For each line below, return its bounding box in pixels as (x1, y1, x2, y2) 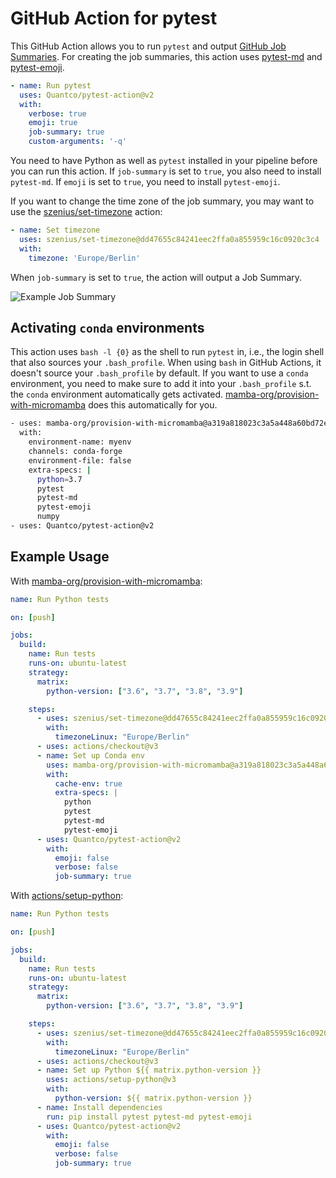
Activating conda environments (10, 319, 205, 336)
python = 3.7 (36, 474, 83, 484)
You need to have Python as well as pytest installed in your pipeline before (10, 155, 318, 167)
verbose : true (28, 108, 87, 119)
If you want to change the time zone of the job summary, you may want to (10, 195, 315, 207)
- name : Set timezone (10, 225, 101, 236)
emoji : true (28, 118, 78, 128)
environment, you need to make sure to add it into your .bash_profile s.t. (10, 378, 312, 390)
